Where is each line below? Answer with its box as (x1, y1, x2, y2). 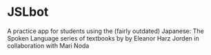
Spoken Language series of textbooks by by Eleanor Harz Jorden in (7, 34, 199, 42)
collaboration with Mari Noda (7, 41, 90, 49)
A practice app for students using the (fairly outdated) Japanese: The (7, 27, 205, 35)
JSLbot (7, 4, 49, 20)
